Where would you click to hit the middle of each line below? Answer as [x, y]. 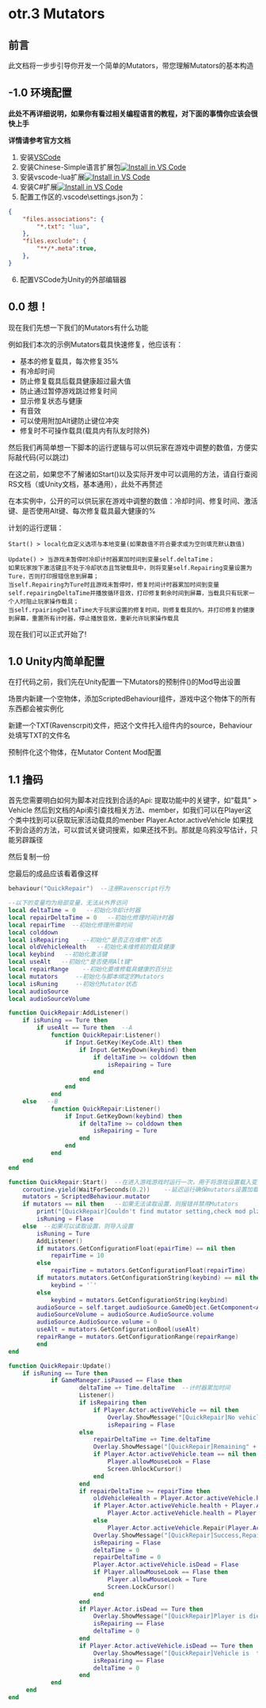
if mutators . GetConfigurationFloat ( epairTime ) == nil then [136, 1248]
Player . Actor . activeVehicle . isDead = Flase [166, 1565]
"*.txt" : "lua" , [63, 227]
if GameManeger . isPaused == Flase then [116, 1381]
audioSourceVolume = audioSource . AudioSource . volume [125, 1315]
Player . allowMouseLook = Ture [157, 1580]
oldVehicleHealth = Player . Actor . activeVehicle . [175, 1499]
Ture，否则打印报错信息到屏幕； [54, 576]
